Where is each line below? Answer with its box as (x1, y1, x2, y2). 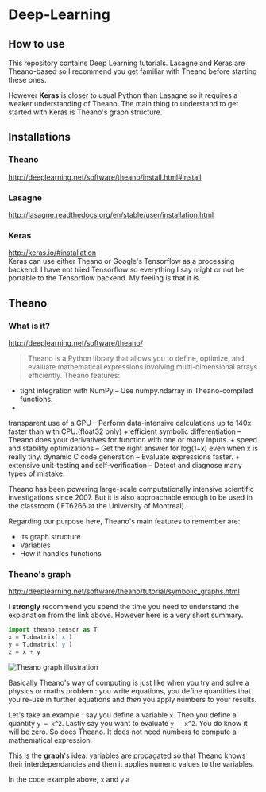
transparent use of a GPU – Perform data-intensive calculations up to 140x (8, 418, 252, 427)
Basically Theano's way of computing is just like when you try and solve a (8, 678, 249, 687)
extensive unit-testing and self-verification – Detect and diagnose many (8, 460, 242, 469)
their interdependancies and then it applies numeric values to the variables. (8, 759, 255, 768)
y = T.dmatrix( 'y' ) (8, 641, 73, 649)
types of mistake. (8, 469, 65, 478)
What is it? (8, 320, 50, 331)
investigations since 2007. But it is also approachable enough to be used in (8, 493, 253, 502)
